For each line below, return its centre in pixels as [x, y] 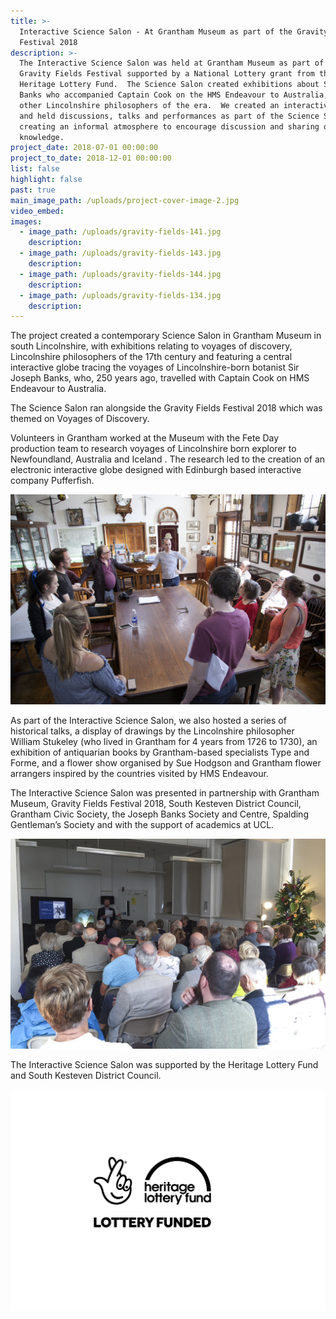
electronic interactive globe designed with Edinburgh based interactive [156, 470]
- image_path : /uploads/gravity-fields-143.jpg [120, 253]
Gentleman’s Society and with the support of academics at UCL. [142, 824]
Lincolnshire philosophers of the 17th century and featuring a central [151, 357]
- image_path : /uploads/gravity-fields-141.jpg [120, 232]
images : [26, 221]
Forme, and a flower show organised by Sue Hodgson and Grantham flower [166, 762]
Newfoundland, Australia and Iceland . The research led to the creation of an [168, 459]
